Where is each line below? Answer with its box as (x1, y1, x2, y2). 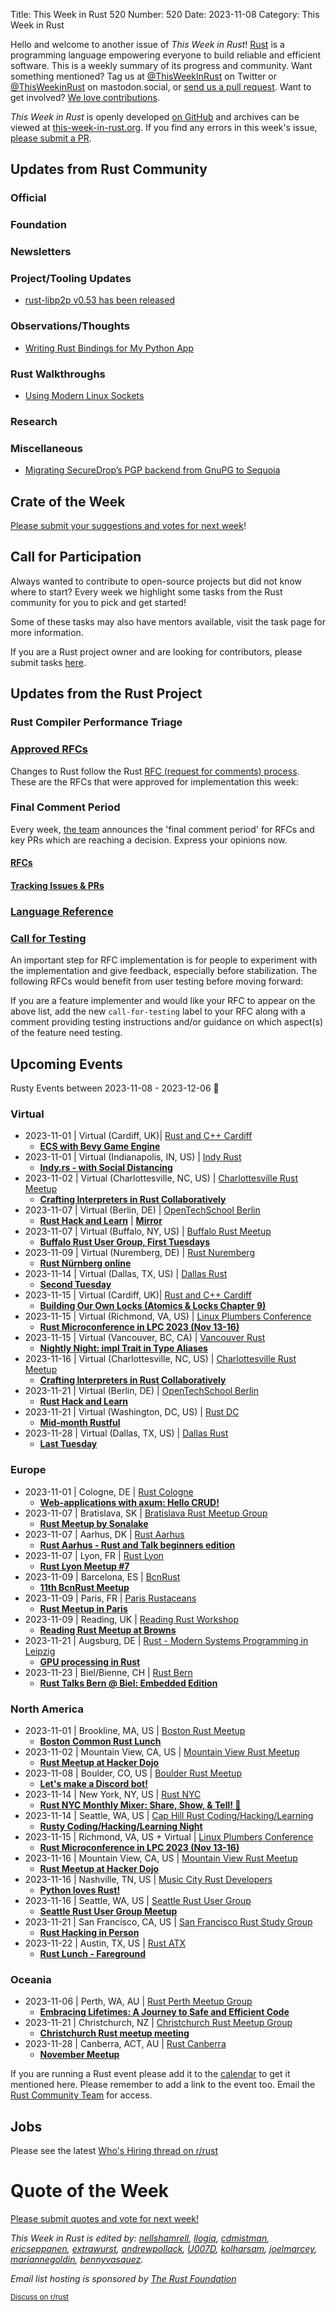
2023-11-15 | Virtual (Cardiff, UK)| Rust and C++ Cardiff (24, 1289, 252, 1301)
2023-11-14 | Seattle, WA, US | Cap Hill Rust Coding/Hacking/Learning (24, 1809, 314, 1821)
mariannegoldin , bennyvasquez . (10, 2253, 144, 2265)
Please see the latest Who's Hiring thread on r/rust (10, 2145, 219, 2157)
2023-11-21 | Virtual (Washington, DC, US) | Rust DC (24, 1406, 240, 1418)
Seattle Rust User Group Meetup (39, 1905, 178, 1917)
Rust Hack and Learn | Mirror (39, 1215, 163, 1227)
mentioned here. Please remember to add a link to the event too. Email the (10, 2079, 316, 2091)
